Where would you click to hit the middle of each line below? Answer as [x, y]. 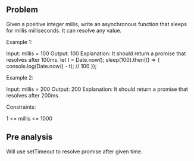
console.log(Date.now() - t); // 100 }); [51, 66]
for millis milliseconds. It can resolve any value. [64, 30]
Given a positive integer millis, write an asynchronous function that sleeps [97, 24]
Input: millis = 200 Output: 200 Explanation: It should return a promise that [97, 89]
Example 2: [20, 77]
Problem [22, 10]
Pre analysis [29, 137]
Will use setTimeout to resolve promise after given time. [74, 151]
